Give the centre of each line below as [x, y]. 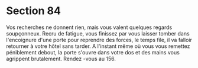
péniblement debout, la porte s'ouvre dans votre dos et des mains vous [93, 52]
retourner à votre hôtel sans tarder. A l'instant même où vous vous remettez [98, 46]
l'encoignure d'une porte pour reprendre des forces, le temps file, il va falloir [99, 40]
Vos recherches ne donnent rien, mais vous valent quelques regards [89, 27]
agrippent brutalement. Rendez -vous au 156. [61, 59]
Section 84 [33, 11]
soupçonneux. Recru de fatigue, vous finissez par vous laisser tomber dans [98, 33]
